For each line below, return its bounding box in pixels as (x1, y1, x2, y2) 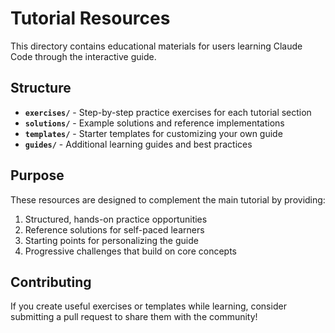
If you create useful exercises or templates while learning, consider (10, 300, 287, 312)
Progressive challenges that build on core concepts (24, 245, 237, 257)
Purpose (10, 167, 65, 184)
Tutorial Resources (10, 7, 171, 30)
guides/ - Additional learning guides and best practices (24, 138, 253, 150)
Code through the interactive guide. (10, 50, 157, 62)
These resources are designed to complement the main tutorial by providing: (10, 193, 326, 206)
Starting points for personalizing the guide (24, 234, 199, 246)
